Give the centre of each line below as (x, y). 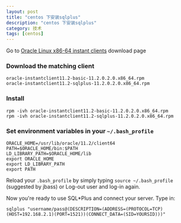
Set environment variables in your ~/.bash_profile (80, 131)
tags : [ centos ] (25, 34)
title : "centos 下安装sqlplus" (44, 17)
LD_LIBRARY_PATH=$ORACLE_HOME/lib (49, 154)
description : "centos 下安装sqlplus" (51, 23)
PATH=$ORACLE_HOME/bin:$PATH (42, 149)
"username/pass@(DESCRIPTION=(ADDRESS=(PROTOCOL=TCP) (95, 209)
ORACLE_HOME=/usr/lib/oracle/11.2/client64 (61, 143)
